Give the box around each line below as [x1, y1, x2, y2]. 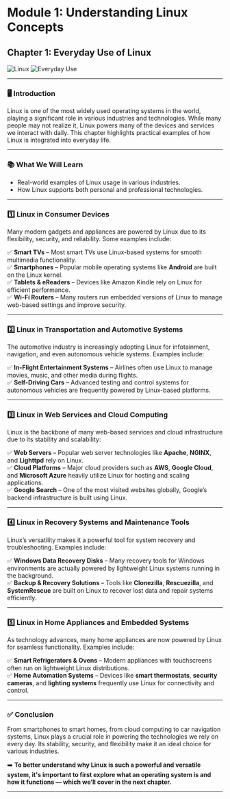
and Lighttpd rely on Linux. [7, 456, 84, 465]
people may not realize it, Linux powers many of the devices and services [7, 121, 214, 130]
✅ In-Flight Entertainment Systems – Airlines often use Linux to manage [7, 363, 213, 371]
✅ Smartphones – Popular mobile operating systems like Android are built [7, 262, 217, 271]
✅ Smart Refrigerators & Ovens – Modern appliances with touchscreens [7, 656, 212, 665]
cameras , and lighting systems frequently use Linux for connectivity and [7, 679, 214, 687]
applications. [7, 478, 43, 487]
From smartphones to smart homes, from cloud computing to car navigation [7, 725, 221, 734]
